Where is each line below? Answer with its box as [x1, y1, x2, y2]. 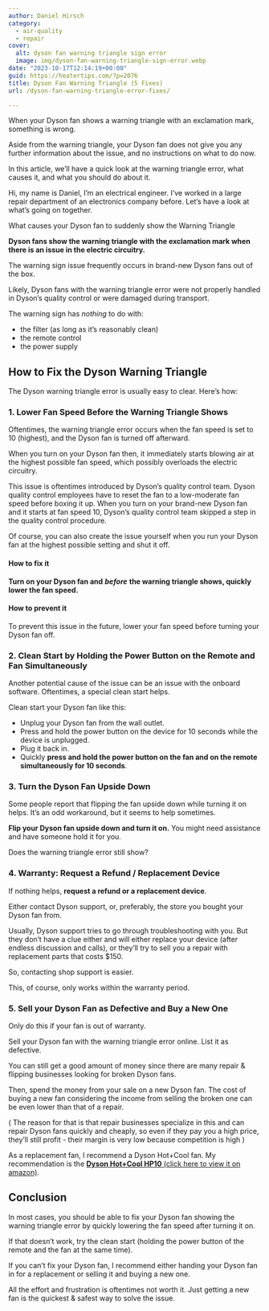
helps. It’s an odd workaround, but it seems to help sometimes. [8, 808, 216, 817]
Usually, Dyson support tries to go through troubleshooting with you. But [8, 925, 248, 935]
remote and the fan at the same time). [8, 1245, 133, 1255]
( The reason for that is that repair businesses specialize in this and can [8, 1118, 245, 1127]
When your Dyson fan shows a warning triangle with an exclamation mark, [8, 116, 255, 126]
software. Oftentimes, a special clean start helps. [8, 687, 170, 697]
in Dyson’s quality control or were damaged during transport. [8, 293, 210, 303]
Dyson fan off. [8, 630, 55, 639]
